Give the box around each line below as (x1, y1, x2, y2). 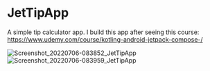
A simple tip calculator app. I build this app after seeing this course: (7, 28, 200, 36)
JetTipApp (7, 5, 69, 21)
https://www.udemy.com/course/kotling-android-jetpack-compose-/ (7, 35, 203, 43)
